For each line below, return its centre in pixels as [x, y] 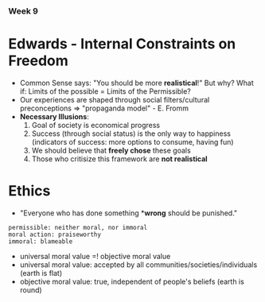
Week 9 [23, 11]
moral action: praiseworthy [55, 234]
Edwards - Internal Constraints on [122, 44]
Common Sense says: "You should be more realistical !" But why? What [137, 83]
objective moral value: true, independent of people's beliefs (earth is [132, 281]
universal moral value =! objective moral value [95, 256]
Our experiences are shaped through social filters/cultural [115, 99]
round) [31, 290]
